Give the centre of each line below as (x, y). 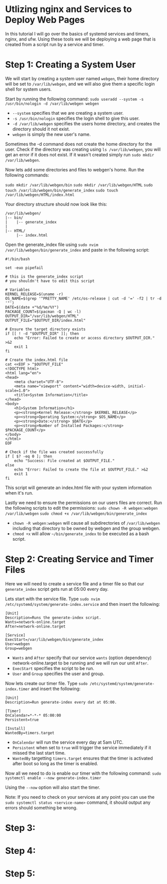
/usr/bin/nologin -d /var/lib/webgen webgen (52, 104)
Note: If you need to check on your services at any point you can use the (80, 797)
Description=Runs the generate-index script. (53, 617)
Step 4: (20, 851)
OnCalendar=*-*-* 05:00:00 (33, 715)
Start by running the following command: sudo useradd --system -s (74, 99)
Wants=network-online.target (35, 622)
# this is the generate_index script (44, 277)
